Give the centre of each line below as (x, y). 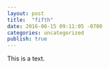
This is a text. (26, 58)
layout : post (26, 13)
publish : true (27, 39)
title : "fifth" (30, 20)
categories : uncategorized (46, 33)
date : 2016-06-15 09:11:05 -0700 (55, 26)
